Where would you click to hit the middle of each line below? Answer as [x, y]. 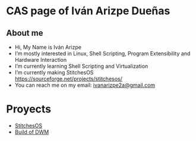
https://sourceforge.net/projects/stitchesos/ [69, 79]
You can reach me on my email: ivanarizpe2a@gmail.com [85, 85]
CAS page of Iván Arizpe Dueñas [88, 11]
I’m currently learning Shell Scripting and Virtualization [81, 66]
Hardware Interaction [41, 60]
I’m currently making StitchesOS [54, 72]
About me [25, 33]
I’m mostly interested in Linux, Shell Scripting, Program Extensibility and [102, 54]
